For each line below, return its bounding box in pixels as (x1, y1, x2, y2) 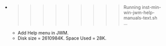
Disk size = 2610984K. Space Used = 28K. (17, 35, 107, 41)
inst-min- (141, 4, 161, 10)
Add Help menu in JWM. (17, 30, 69, 35)
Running (123, 4, 141, 10)
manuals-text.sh (123, 15, 158, 20)
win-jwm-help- (123, 9, 155, 15)
